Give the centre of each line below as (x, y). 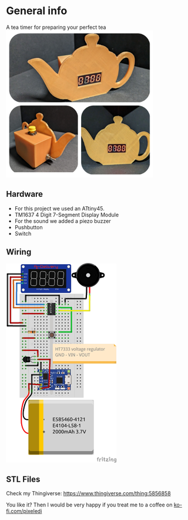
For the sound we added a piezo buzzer (63, 221)
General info (37, 11)
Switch (23, 233)
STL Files (23, 479)
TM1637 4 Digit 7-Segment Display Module (67, 215)
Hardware (24, 194)
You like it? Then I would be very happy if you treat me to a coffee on (89, 505)
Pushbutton (28, 227)
